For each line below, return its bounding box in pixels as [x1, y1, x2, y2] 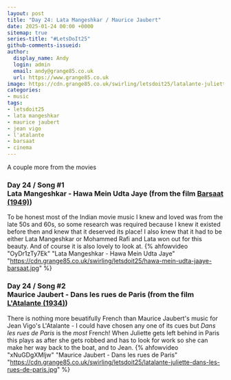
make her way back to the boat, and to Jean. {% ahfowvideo [7, 343, 179, 351]
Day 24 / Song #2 [7, 281, 67, 291]
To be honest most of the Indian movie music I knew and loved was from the [7, 213, 223, 221]
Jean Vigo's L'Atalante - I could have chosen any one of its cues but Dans [7, 321, 216, 330]
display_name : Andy [13, 55, 69, 62]
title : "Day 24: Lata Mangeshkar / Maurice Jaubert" [7, 16, 162, 23]
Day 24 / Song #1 [7, 180, 65, 190]
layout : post [7, 10, 45, 17]
